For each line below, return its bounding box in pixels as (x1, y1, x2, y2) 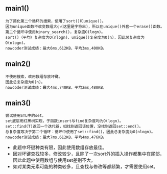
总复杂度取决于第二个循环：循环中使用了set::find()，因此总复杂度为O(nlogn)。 (5, 130, 155, 135)
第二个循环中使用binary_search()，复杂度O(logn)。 (5, 29, 106, 35)
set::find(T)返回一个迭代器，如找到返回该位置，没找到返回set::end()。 (5, 124, 143, 129)
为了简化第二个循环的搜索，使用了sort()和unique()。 (5, 18, 106, 23)
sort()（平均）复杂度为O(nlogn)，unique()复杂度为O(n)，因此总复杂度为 (5, 35, 145, 40)
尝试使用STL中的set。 (5, 113, 46, 118)
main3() (5, 99, 31, 108)
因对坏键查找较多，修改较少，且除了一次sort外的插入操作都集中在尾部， (12, 151, 164, 157)
